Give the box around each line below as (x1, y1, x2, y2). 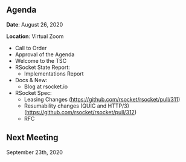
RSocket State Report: (14, 63, 71, 71)
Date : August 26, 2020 (6, 21, 63, 28)
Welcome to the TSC (14, 57, 67, 64)
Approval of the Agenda (14, 51, 75, 58)
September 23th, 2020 (6, 148, 63, 156)
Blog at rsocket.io (24, 83, 68, 90)
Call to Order (14, 44, 47, 51)
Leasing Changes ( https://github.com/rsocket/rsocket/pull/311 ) (24, 96, 181, 103)
